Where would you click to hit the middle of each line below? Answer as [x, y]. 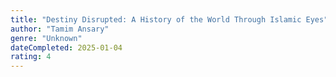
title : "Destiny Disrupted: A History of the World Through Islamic [156, 19]
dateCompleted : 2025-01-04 [66, 47]
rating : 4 [31, 57]
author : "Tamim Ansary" [60, 29]
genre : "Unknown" [46, 38]
